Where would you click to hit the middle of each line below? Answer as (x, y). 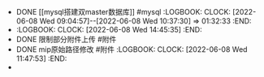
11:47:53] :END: (41, 58)
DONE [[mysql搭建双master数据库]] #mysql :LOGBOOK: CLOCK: (123, 12)
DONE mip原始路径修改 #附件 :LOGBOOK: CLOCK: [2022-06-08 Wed (132, 49)
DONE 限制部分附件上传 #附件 (66, 39)
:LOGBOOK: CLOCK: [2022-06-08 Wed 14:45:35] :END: (109, 30)
